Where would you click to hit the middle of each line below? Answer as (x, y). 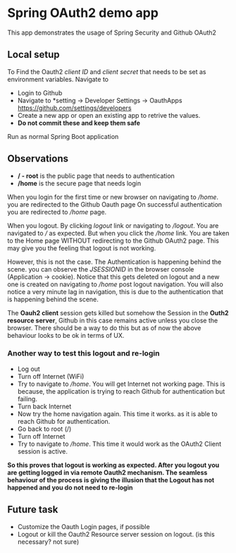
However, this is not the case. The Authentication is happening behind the (114, 262)
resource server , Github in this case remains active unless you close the (113, 320)
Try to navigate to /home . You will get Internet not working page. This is (121, 384)
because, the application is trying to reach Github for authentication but (121, 391)
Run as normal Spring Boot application (63, 136)
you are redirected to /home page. (57, 212)
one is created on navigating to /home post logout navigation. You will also (115, 284)
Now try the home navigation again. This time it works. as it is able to (117, 413)
